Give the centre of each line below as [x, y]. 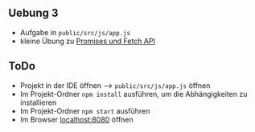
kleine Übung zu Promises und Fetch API [87, 41]
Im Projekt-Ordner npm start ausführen [85, 110]
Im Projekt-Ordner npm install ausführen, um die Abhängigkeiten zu [134, 94]
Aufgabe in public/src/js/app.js [75, 32]
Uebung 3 [33, 13]
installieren [38, 102]
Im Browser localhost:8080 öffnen [77, 119]
